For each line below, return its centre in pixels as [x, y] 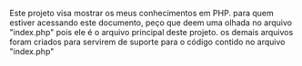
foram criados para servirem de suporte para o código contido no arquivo [147, 42]
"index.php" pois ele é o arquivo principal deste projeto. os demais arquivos [151, 32]
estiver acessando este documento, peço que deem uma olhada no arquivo [151, 23]
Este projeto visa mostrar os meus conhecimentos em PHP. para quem [142, 13]
